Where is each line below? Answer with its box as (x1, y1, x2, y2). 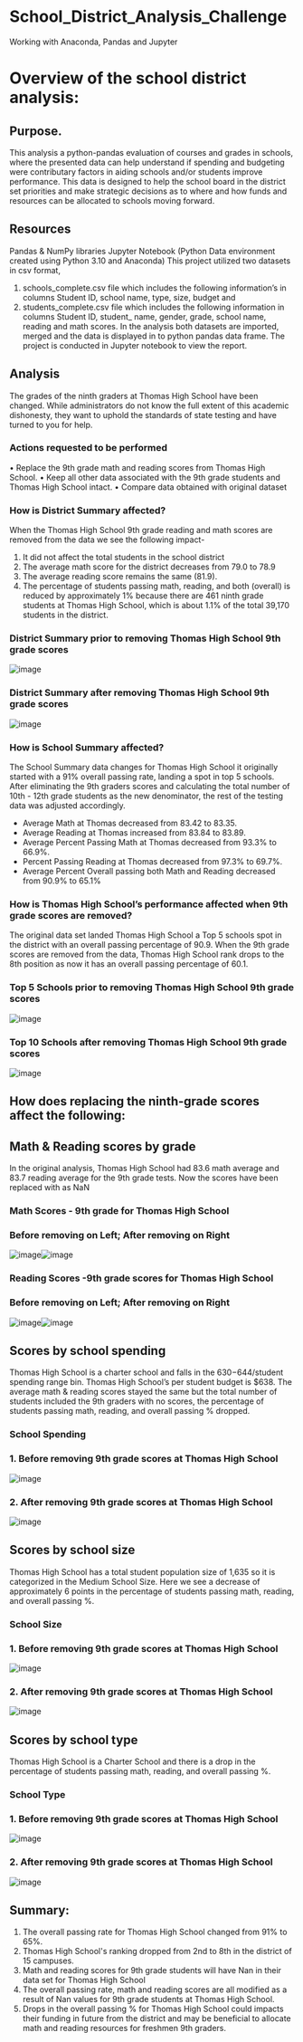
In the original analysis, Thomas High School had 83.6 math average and (9, 1163, 279, 1174)
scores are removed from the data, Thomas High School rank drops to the (9, 949, 285, 960)
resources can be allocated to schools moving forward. (9, 195, 215, 205)
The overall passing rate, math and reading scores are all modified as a (22, 1984, 288, 1995)
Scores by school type (9, 1732, 138, 1748)
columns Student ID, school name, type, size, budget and (22, 291, 236, 302)
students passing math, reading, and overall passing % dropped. (9, 1406, 251, 1417)
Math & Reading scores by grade (9, 1139, 196, 1154)
